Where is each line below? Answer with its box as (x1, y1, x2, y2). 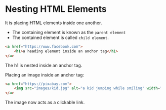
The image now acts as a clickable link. (5, 100, 85, 106)
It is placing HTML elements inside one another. (5, 20, 102, 26)
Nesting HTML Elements (5, 3, 107, 15)
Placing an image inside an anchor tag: (5, 72, 84, 77)
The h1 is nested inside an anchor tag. (5, 62, 83, 68)
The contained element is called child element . (12, 35, 109, 40)
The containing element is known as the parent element (12, 29, 126, 35)
